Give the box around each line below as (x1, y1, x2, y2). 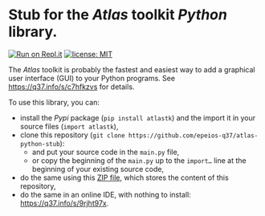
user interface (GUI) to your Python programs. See (8, 73, 175, 83)
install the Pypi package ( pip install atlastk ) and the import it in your (19, 112, 256, 122)
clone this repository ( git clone (19, 130, 126, 140)
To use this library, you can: (8, 97, 100, 107)
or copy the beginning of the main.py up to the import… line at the (31, 155, 247, 165)
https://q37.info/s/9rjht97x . (19, 198, 109, 208)
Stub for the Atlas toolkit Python (8, 6, 227, 24)
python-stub (19, 140, 60, 148)
